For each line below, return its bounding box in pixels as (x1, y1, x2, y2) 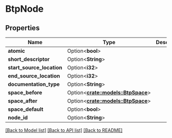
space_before (8, 89, 42, 96)
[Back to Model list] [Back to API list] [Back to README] (5, 127, 123, 133)
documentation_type (8, 81, 60, 88)
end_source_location (8, 72, 60, 80)
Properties (5, 24, 40, 32)
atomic (8, 47, 26, 54)
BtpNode (5, 3, 44, 15)
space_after (8, 97, 37, 104)
